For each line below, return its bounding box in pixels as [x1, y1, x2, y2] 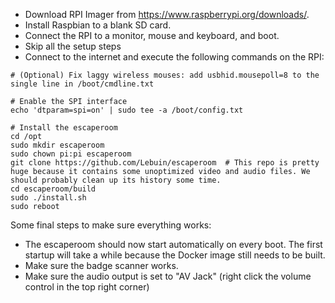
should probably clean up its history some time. [10, 175, 222, 185]
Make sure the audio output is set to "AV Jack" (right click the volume [24, 270, 312, 282]
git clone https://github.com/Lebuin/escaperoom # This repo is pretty [10, 158, 320, 168]
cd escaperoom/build [10, 184, 97, 194]
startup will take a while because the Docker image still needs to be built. [24, 249, 326, 261]
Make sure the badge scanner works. [24, 260, 179, 271]
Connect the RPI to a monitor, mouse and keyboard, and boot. [24, 30, 280, 41]
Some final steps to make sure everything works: [10, 219, 212, 231]
